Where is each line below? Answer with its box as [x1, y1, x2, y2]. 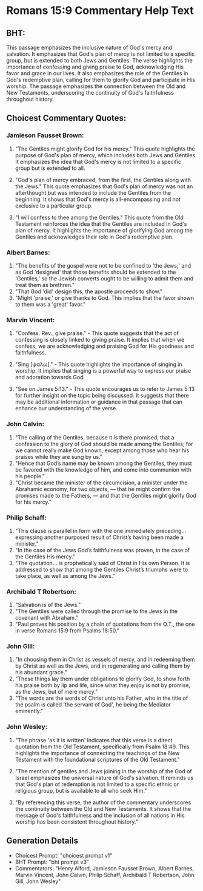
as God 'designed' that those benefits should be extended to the [15, 268, 176, 276]
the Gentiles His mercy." [15, 553, 76, 560]
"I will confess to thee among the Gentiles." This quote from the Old [15, 214, 184, 221]
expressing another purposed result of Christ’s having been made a [15, 534, 184, 541]
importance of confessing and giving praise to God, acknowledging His [6, 63, 184, 70]
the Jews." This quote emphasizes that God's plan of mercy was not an [15, 183, 193, 190]
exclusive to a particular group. [15, 202, 93, 209]
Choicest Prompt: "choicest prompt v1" [15, 852, 113, 859]
